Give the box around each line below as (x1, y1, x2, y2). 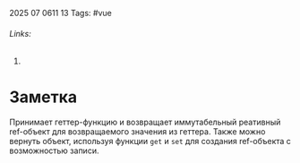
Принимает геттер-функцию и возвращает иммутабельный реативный (9, 116, 281, 128)
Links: (9, 28, 31, 39)
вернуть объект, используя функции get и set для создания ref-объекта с (9, 136, 291, 147)
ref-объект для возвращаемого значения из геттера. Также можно (9, 126, 266, 137)
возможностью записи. (9, 145, 99, 156)
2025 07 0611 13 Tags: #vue (9, 8, 112, 18)
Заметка (9, 87, 78, 107)
